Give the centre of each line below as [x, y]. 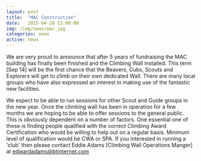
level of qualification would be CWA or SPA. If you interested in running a [96, 138]
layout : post [22, 12]
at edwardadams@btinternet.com [48, 151]
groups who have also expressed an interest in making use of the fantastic [98, 82]
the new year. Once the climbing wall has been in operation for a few [91, 107]
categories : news [28, 34]
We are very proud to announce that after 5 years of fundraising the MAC [97, 57]
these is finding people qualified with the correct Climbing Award [86, 126]
